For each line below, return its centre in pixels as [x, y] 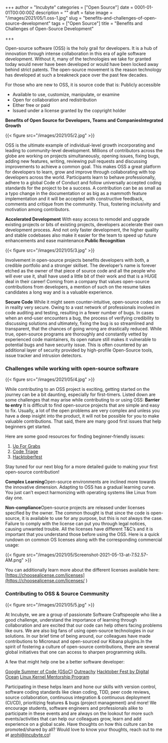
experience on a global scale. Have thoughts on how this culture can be [79, 724]
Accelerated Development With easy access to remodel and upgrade [77, 219]
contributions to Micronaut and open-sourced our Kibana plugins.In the [79, 641]
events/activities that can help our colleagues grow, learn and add [73, 719]
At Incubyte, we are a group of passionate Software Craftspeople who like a [83, 615]
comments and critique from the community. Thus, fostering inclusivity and [83, 204]
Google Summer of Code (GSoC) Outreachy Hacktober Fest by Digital [77, 671]
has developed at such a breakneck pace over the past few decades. [76, 75]
